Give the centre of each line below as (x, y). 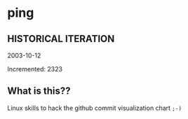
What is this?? (39, 91)
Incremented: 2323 (35, 69)
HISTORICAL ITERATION (61, 39)
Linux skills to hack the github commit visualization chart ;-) (95, 108)
